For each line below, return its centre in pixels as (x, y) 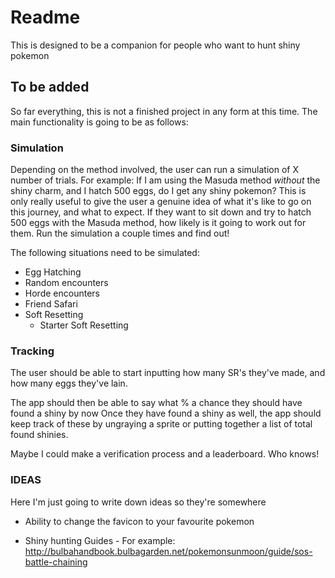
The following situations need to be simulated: (105, 253)
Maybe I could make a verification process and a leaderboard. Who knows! (165, 454)
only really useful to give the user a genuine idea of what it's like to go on (161, 202)
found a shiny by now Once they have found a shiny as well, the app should (166, 413)
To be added (50, 87)
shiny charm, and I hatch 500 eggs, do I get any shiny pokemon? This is (158, 191)
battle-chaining (56, 562)
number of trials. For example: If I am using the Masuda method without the (165, 180)
